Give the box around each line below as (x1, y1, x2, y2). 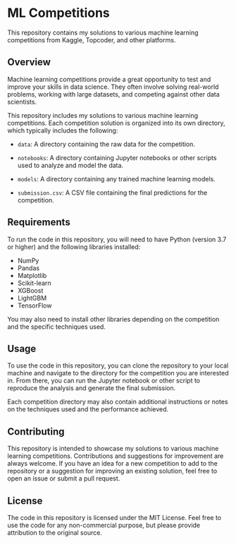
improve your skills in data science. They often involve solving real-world (7, 83, 219, 91)
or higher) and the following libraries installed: (7, 242, 141, 251)
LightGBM (17, 294, 47, 302)
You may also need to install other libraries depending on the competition (7, 315, 220, 323)
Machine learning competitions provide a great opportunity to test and (7, 75, 211, 83)
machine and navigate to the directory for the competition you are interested (7, 369, 229, 377)
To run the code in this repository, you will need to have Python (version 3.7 (7, 235, 227, 243)
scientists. (7, 97, 37, 106)
